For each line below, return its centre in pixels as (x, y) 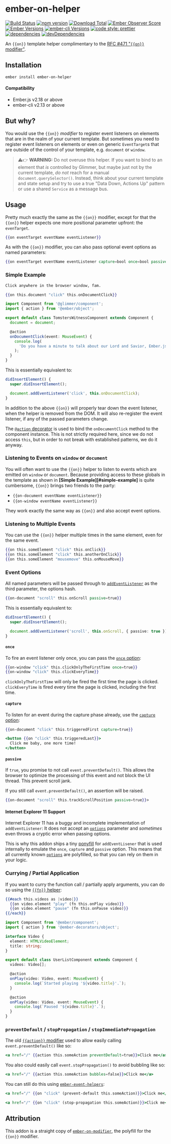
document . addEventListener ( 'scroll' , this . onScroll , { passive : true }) (89, 631)
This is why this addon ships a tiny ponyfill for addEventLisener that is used (84, 844)
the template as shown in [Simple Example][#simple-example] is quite (80, 480)
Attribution (23, 1119)
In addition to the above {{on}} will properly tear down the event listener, (81, 408)
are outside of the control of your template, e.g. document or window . (76, 150)
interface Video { (25, 936)
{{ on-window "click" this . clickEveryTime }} (52, 672)
